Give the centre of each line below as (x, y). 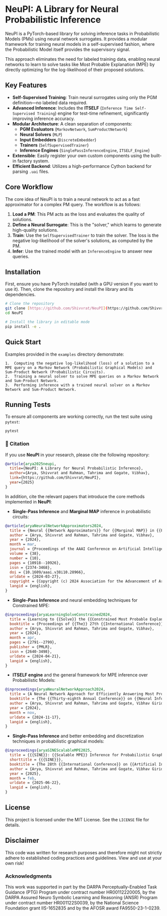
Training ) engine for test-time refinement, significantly (93, 113)
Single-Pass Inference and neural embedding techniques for (75, 600)
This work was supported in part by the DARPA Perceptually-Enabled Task (81, 887)
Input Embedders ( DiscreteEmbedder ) (58, 139)
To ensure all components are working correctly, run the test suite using (79, 416)
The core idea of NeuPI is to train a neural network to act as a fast (73, 199)
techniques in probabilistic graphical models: (58, 741)
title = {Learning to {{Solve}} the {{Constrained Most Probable (79, 619)
